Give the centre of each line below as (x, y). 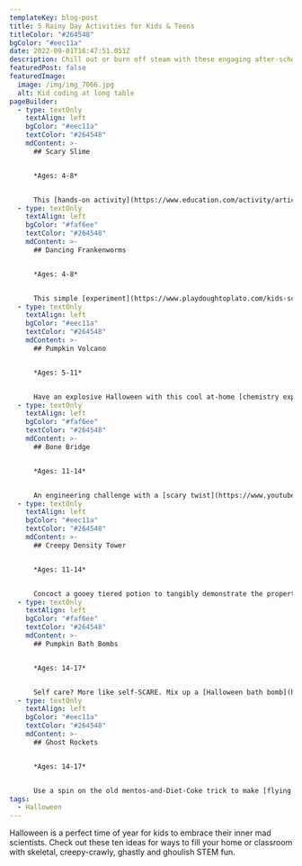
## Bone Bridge (62, 447)
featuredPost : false (48, 68)
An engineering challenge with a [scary (110, 495)
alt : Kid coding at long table (76, 93)
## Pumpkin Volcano (69, 348)
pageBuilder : (34, 101)
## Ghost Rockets (66, 742)
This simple (55, 298)
